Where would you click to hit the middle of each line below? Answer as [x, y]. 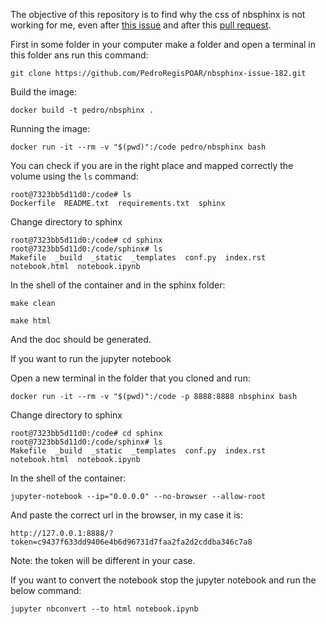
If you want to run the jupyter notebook [91, 358]
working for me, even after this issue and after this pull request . [141, 25]
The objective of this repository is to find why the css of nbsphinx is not [158, 14]
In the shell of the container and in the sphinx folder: [118, 285]
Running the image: [50, 128]
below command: [46, 590]
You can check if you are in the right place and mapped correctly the [152, 165]
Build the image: [43, 92]
